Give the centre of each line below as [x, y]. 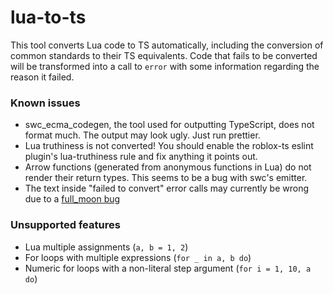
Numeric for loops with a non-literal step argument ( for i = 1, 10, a [168, 268]
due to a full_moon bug [72, 199]
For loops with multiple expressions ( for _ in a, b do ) [138, 257]
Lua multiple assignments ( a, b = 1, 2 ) [106, 247]
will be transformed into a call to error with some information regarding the [165, 66]
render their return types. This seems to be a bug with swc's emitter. [166, 178]
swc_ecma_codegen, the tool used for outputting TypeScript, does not [169, 125]
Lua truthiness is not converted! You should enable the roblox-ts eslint [169, 146]
